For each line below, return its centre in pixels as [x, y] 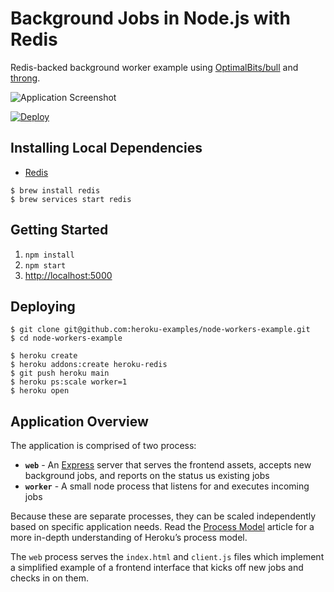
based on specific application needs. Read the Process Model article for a [162, 527]
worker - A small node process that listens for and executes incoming [167, 486]
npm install [49, 255]
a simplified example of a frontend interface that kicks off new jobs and [157, 568]
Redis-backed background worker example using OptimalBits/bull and [154, 67]
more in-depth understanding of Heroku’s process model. [129, 538]
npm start [45, 265]
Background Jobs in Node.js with [150, 18]
